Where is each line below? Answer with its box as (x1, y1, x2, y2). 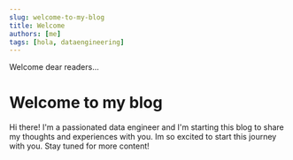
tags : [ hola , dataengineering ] (9, 37, 125, 47)
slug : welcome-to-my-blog (9, 12, 104, 22)
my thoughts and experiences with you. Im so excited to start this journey (9, 132, 277, 142)
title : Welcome (9, 21, 66, 30)
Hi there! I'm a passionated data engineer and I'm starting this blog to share (9, 122, 285, 133)
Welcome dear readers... (9, 62, 100, 72)
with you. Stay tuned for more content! (9, 141, 150, 151)
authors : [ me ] (9, 29, 62, 38)
